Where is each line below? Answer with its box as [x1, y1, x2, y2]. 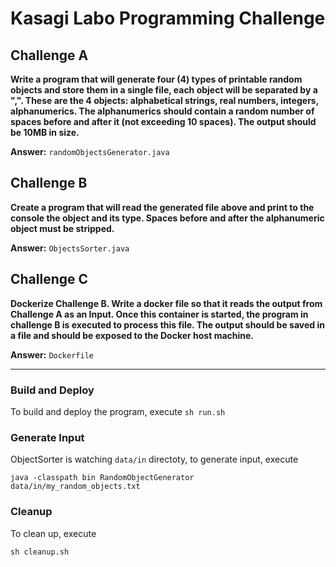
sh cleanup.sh [10, 547, 70, 557]
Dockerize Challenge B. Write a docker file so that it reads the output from [10, 297, 323, 309]
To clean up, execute [10, 527, 97, 539]
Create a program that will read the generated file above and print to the [10, 201, 315, 213]
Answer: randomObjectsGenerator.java [10, 146, 170, 157]
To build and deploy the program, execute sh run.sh [10, 405, 226, 417]
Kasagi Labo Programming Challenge [10, 7, 326, 30]
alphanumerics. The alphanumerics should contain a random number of [10, 105, 315, 117]
